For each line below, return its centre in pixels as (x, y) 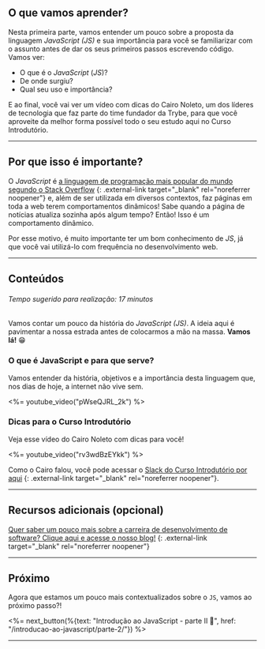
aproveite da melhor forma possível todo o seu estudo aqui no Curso (119, 121)
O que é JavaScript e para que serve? (81, 361)
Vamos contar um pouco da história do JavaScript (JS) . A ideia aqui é (121, 324)
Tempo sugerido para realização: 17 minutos (81, 298)
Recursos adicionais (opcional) (86, 510)
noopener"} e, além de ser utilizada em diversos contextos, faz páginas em (130, 197)
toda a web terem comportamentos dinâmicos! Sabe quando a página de (127, 206)
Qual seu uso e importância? (66, 89)
